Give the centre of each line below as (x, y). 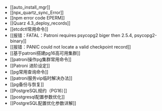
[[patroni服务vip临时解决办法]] (41, 78)
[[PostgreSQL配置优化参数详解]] (43, 103)
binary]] (18, 41)
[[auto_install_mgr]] (30, 7)
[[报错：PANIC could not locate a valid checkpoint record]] (70, 47)
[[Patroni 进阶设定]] (30, 65)
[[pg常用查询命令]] (29, 72)
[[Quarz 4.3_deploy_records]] (40, 23)
